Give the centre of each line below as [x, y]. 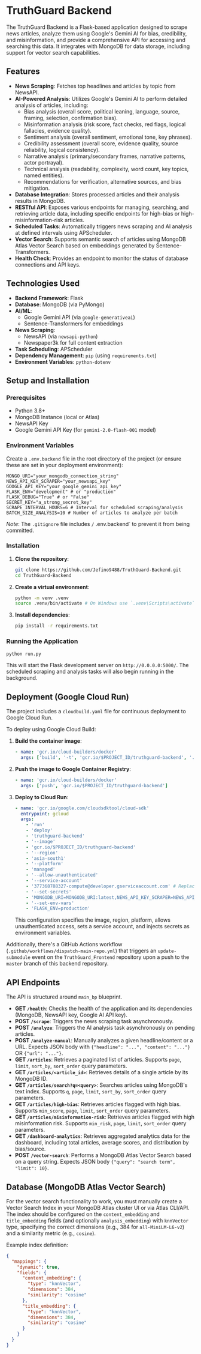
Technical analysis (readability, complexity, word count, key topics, [106, 169]
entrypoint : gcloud [45, 814]
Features [23, 72]
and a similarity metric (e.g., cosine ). [51, 1233]
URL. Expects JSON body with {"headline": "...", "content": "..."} [102, 1047]
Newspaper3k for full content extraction [73, 342]
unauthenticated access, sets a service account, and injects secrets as [102, 926]
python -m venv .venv [42, 598]
